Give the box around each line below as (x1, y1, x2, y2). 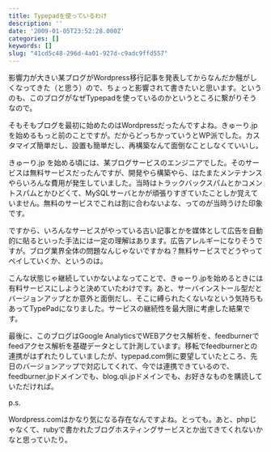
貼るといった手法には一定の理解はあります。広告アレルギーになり (22, 236, 242, 245)
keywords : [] (8, 42, 53, 50)
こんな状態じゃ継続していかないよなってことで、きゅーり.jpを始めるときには (8, 273, 264, 283)
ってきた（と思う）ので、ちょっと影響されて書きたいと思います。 (22, 83, 241, 92)
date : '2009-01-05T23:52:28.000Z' (8, 27, 125, 35)
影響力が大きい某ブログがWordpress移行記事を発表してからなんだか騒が (8, 73, 251, 82)
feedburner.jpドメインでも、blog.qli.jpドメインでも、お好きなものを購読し (8, 372, 256, 381)
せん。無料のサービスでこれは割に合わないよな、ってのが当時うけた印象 (22, 198, 263, 207)
